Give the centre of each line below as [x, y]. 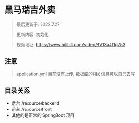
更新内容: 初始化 [32, 34]
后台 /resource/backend [35, 103]
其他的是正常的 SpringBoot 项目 [43, 115]
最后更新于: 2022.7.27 [38, 24]
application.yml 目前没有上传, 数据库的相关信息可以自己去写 [76, 74]
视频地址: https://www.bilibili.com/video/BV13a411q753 [71, 44]
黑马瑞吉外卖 [30, 10]
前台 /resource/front [31, 109]
